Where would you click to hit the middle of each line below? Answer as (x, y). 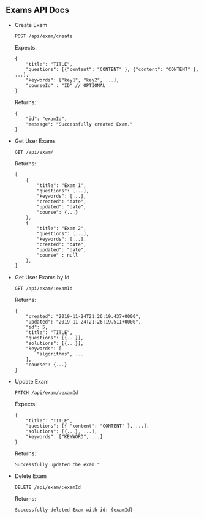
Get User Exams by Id (42, 277)
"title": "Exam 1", (62, 185)
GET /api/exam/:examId (43, 288)
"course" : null (58, 255)
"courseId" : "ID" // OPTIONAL (66, 85)
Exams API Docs (38, 10)
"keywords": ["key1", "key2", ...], (73, 80)
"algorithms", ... (60, 354)
